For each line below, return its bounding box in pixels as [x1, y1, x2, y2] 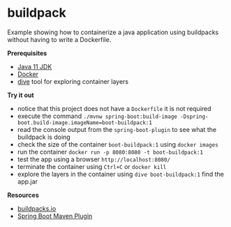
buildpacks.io [17, 204, 57, 212]
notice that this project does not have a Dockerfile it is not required [17, 104, 211, 112]
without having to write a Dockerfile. [7, 35, 112, 43]
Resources [7, 191, 40, 199]
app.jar [17, 177, 38, 186]
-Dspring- [180, 113, 209, 120]
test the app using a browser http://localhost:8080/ [17, 155, 171, 163]
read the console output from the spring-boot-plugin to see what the [17, 125, 217, 133]
